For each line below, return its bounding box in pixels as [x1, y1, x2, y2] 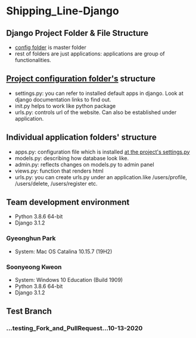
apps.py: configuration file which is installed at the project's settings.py [14, 148, 190, 155]
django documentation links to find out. [14, 96, 111, 103]
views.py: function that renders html [14, 167, 104, 174]
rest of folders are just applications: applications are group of [14, 50, 165, 57]
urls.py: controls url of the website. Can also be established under [14, 109, 177, 116]
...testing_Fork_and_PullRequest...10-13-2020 [6, 324, 143, 333]
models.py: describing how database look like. [14, 154, 129, 162]
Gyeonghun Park [6, 234, 56, 242]
